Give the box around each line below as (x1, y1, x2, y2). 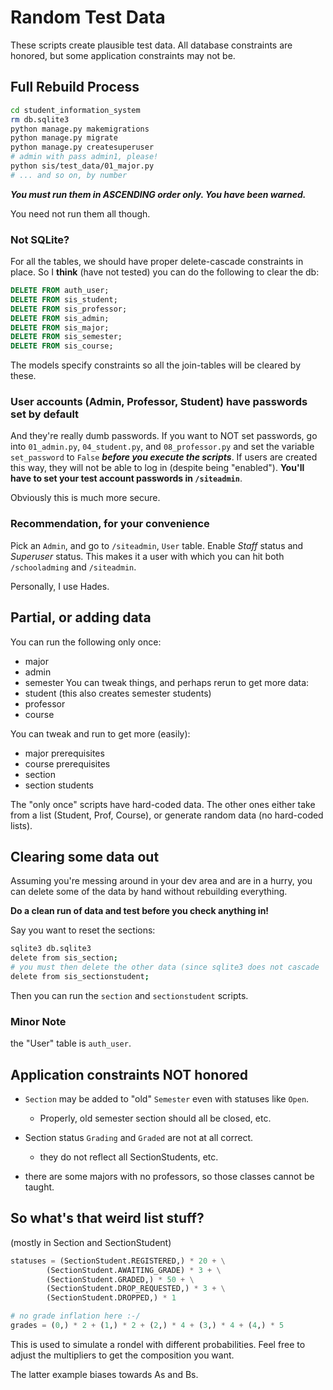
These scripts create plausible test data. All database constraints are (10, 39, 293, 51)
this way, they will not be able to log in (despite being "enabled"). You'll (10, 462, 305, 474)
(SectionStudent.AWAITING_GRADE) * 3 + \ (46, 1265, 222, 1275)
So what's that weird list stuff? (10, 1210, 205, 1227)
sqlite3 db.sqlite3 (10, 944, 92, 954)
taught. (24, 1181, 55, 1193)
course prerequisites (24, 757, 111, 770)
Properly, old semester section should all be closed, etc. (39, 1112, 272, 1124)
